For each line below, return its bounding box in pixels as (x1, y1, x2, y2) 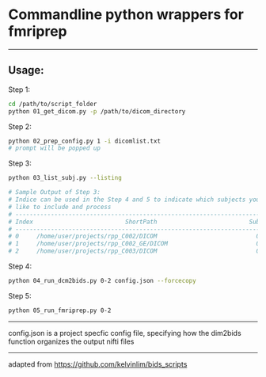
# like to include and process (8, 203, 112, 211)
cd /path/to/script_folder (8, 100, 97, 108)
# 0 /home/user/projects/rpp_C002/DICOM (8, 232, 158, 241)
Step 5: (8, 291, 32, 300)
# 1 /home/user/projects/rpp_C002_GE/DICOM (8, 240, 169, 248)
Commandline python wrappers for (8, 6, 244, 24)
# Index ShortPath (8, 218, 158, 226)
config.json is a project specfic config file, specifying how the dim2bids (8, 328, 241, 337)
